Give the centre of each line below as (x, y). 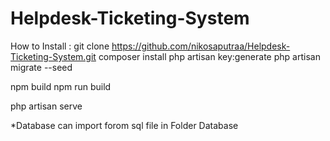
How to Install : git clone (60, 46)
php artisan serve (46, 106)
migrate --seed (41, 67)
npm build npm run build (61, 86)
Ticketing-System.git (53, 56)
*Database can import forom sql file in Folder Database (124, 125)
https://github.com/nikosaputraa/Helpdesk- (201, 46)
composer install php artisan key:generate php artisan (209, 56)
